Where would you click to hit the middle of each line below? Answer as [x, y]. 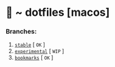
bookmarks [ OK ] [34, 58]
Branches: [21, 32]
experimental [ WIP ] [39, 51]
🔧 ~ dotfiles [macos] [58, 12]
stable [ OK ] [30, 44]
